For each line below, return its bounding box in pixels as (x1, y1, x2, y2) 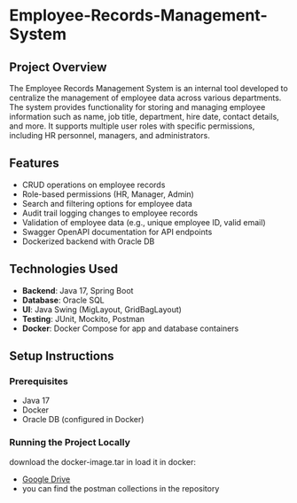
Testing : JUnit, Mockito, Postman (21, 313, 145, 324)
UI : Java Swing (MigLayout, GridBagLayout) (21, 303, 182, 315)
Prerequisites (9, 374, 68, 387)
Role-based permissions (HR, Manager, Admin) (21, 188, 195, 200)
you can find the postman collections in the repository (21, 483, 220, 493)
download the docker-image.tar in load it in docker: (9, 456, 197, 467)
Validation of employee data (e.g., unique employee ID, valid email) (21, 216, 266, 227)
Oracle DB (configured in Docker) (21, 414, 145, 425)
